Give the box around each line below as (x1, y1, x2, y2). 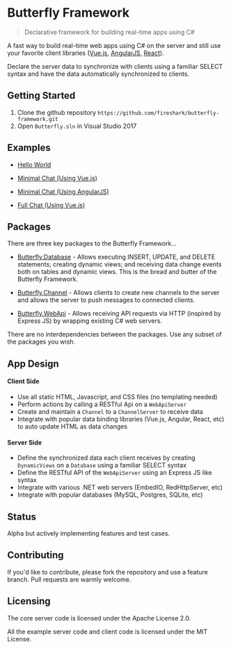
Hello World (17, 160, 51, 168)
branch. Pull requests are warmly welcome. (7, 575, 132, 584)
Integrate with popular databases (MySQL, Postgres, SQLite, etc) (17, 490, 203, 499)
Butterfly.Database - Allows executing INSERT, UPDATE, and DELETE (17, 253, 216, 262)
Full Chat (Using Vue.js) (17, 200, 86, 209)
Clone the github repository (17, 108, 96, 116)
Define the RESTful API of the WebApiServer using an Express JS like (17, 468, 212, 477)
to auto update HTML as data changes (17, 422, 127, 431)
